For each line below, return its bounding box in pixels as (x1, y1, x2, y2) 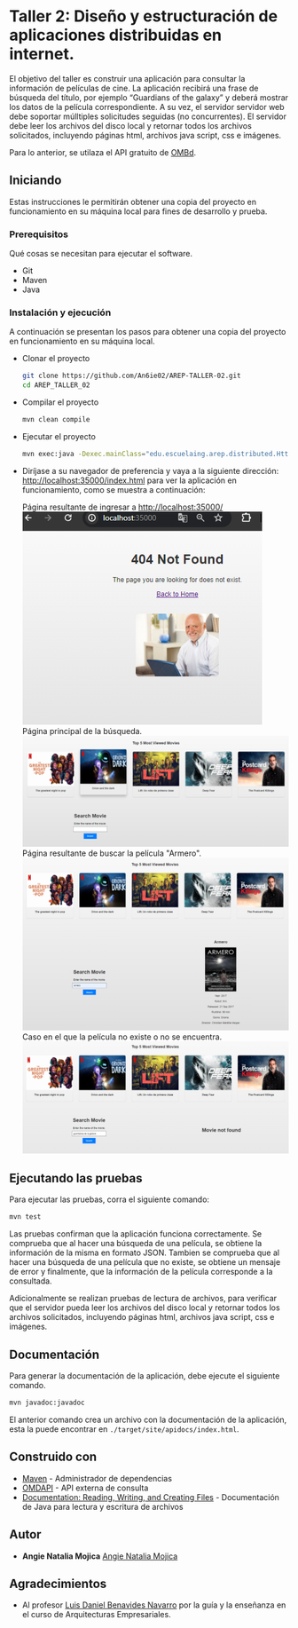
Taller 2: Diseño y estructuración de (9, 6, 278, 27)
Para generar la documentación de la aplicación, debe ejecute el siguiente (9, 1371, 280, 1381)
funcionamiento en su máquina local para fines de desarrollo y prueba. (9, 206, 268, 217)
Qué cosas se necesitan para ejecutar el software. (9, 249, 193, 259)
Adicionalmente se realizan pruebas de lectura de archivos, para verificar (9, 1293, 278, 1304)
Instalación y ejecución (9, 306, 112, 319)
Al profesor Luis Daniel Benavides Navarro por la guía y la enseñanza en (21, 1600, 286, 1610)
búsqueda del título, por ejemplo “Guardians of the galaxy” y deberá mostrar (9, 91, 289, 103)
